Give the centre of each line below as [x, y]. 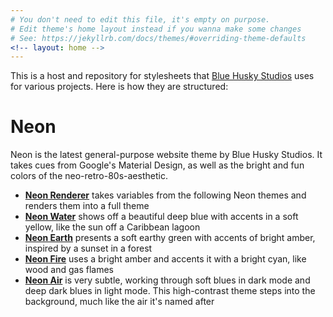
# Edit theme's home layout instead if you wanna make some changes [156, 29]
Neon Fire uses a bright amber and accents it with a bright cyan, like [165, 259]
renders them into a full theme [87, 206]
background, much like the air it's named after [119, 302]
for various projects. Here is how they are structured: [119, 87]
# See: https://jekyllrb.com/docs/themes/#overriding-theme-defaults [158, 38]
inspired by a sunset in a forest [88, 248]
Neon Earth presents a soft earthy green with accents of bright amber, [170, 238]
